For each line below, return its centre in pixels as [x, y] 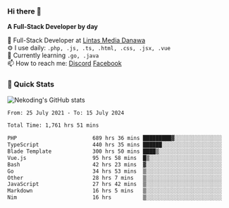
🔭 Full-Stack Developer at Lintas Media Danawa [76, 40]
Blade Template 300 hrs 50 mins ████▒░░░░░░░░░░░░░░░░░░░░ [114, 151]
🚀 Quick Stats [31, 84]
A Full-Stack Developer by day [53, 27]
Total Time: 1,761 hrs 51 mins [53, 126]
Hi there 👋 [25, 11]
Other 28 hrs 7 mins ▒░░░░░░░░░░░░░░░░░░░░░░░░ [114, 178]
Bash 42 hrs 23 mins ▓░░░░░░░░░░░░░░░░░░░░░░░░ [114, 164]
